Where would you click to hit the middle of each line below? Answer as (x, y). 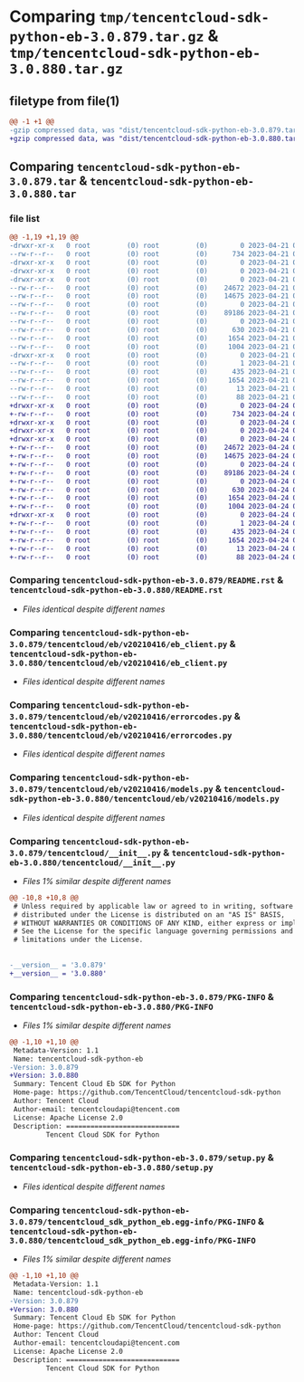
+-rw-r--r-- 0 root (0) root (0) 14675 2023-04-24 (149, 456)
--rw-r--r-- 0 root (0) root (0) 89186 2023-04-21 (149, 313)
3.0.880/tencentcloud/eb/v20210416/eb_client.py (119, 663)
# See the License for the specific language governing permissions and (153, 931)
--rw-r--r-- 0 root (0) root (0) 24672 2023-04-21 (149, 288)
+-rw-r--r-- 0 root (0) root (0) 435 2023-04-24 (149, 531)
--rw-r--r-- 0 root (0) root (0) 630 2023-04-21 (149, 329)
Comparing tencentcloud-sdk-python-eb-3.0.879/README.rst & (147, 580)
